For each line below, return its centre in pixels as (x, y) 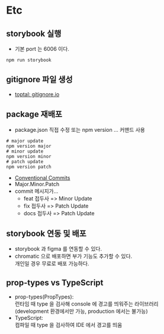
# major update (25, 141)
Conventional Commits (42, 177)
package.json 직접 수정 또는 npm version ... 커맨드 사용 (80, 129)
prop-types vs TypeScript (55, 282)
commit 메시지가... (36, 191)
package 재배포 (34, 114)
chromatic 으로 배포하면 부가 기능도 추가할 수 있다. (73, 256)
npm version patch (29, 167)
